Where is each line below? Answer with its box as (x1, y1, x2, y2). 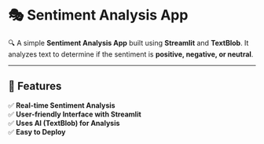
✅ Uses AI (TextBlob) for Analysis (8, 118, 120, 127)
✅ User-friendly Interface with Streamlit (8, 109, 141, 119)
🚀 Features (8, 79, 62, 93)
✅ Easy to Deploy (8, 127, 66, 136)
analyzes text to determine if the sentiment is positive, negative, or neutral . (8, 49, 254, 59)
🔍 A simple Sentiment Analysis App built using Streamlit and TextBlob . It (8, 38, 249, 47)
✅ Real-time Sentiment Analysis (8, 100, 115, 110)
